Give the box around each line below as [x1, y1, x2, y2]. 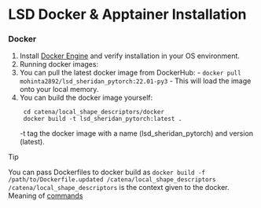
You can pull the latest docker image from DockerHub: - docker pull [19, 68, 241, 78]
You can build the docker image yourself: [19, 93, 153, 103]
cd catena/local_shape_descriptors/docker [23, 108, 165, 116]
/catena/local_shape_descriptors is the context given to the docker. [8, 183, 230, 192]
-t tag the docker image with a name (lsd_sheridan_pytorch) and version [19, 129, 254, 138]
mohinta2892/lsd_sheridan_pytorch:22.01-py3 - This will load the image [19, 76, 252, 86]
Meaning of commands [8, 191, 83, 201]
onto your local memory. [19, 85, 99, 94]
